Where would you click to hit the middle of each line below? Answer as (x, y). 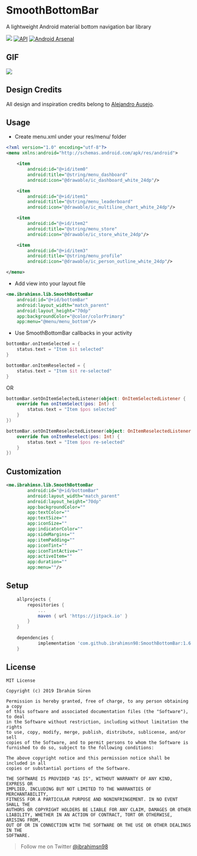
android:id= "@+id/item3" (58, 251)
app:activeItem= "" (50, 556)
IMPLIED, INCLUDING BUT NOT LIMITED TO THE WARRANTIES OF (79, 789)
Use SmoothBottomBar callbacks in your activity (73, 333)
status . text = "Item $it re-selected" (64, 371)
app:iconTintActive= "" (55, 551)
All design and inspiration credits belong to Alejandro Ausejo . (80, 104)
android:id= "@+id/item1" (58, 196)
